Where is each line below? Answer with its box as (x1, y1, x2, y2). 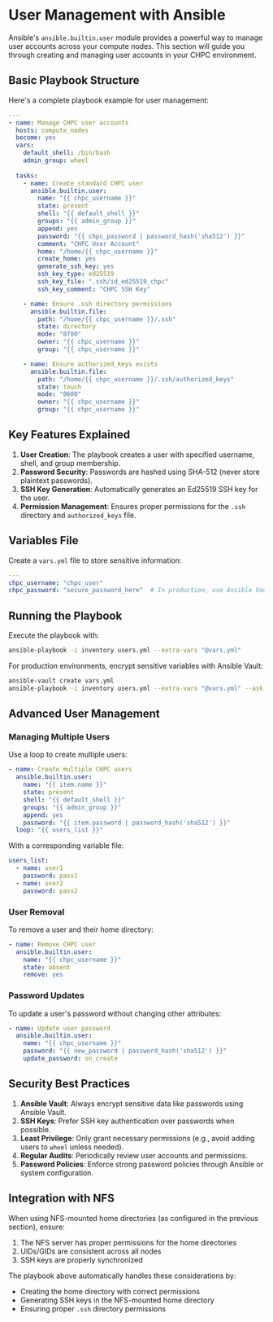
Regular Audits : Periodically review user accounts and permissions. (19, 1150, 248, 1160)
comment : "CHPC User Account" (37, 239, 140, 248)
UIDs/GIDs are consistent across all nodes (19, 1246, 162, 1256)
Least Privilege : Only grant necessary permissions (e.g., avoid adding (19, 1133, 255, 1143)
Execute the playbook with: (8, 630, 99, 640)
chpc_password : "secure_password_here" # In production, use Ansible (8, 586, 253, 595)
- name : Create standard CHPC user (23, 179, 144, 187)
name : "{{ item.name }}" (23, 780, 107, 789)
